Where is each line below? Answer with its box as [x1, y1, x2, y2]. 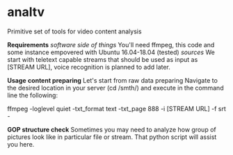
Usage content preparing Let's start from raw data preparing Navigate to [7, 76, 218, 84]
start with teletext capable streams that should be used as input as [7, 55, 198, 63]
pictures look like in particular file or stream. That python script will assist [7, 133, 217, 141]
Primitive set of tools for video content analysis [7, 27, 142, 35]
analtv [7, 4, 45, 20]
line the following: [7, 91, 58, 99]
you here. [7, 140, 35, 148]
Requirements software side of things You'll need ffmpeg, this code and [7, 40, 215, 49]
